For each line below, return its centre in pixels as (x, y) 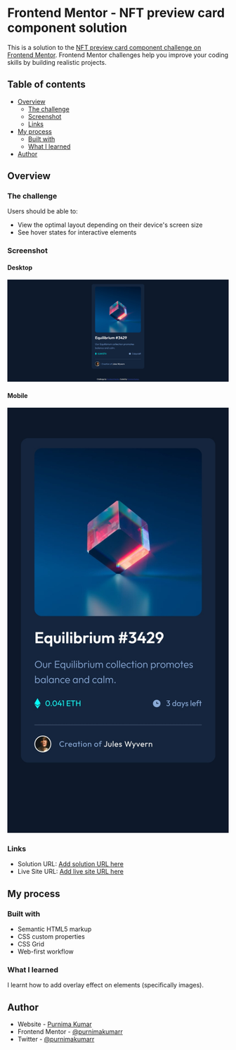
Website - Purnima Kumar (55, 1024)
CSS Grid (31, 944)
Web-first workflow (45, 951)
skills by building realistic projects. (57, 62)
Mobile (18, 395)
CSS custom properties (51, 937)
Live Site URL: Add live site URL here (71, 872)
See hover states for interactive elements (77, 232)
